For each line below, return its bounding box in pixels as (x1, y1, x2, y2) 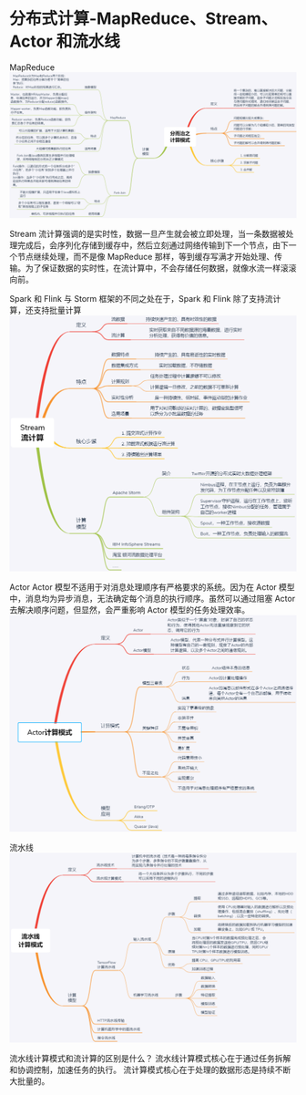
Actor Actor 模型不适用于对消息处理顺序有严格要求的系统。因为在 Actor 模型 (9, 582, 296, 593)
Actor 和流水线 (9, 31, 120, 52)
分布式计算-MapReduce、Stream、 (9, 8, 278, 29)
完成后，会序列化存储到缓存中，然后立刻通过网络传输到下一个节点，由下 (16, 239, 289, 251)
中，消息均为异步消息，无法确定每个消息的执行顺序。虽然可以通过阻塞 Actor (9, 594, 296, 604)
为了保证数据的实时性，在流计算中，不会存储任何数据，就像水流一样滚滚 (25, 262, 297, 274)
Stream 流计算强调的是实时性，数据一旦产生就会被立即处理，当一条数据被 (9, 228, 286, 239)
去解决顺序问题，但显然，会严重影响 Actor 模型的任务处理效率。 (9, 604, 250, 615)
